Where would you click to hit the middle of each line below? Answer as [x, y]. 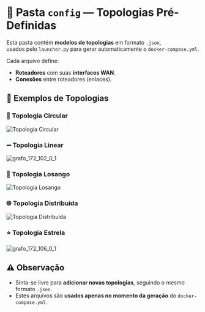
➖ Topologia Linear [35, 145]
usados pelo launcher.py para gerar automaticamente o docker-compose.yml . [103, 49]
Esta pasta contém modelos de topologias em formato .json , [84, 42]
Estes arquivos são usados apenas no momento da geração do [95, 295]
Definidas [32, 25]
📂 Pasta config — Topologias [80, 13]
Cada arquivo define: [33, 61]
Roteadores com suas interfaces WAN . [65, 72]
